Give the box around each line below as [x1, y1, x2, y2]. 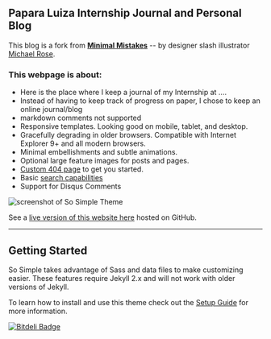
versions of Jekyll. [8, 282, 69, 291]
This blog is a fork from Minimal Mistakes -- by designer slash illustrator [8, 40, 250, 50]
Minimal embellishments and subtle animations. [19, 147, 178, 157]
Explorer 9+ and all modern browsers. [19, 138, 147, 148]
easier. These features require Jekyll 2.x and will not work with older [8, 273, 236, 283]
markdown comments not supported [19, 113, 142, 123]
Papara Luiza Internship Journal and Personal [8, 6, 242, 20]
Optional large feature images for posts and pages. [19, 156, 190, 166]
